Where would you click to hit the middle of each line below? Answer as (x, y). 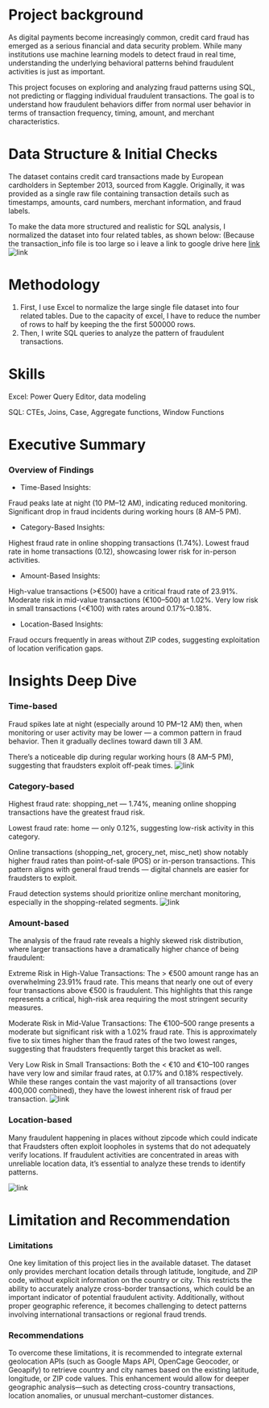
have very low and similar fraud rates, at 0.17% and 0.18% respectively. (126, 1073)
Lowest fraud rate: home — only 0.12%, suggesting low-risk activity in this (131, 828)
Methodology (54, 285)
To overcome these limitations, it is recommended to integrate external (126, 1353)
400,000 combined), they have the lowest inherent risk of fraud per (120, 1091)
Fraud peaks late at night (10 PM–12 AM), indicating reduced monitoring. (128, 503)
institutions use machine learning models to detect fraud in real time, (122, 54)
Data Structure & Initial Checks (113, 154)
